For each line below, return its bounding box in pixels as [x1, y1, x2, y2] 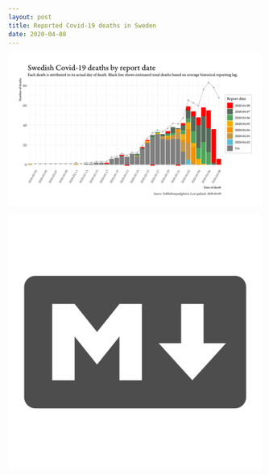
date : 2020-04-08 [8, 30, 67, 38]
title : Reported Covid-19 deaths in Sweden [8, 21, 157, 30]
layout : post [8, 13, 52, 21]
